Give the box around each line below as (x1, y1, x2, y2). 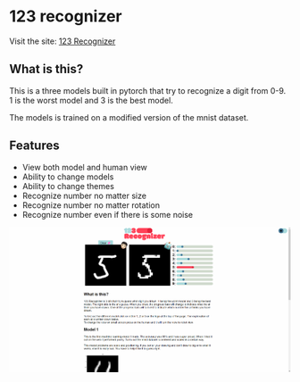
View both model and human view (21, 162, 147, 172)
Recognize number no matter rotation (21, 199, 161, 211)
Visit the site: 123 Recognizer (9, 36, 116, 46)
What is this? (9, 62, 84, 77)
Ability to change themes (21, 180, 114, 191)
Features (9, 138, 60, 154)
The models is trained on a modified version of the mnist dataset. (9, 112, 249, 122)
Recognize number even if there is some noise (21, 209, 194, 220)
